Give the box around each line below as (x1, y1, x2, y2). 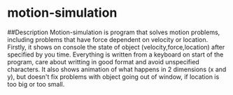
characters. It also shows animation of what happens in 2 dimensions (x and (7, 65, 227, 73)
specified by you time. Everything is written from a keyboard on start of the (7, 50, 224, 59)
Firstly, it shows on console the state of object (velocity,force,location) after (7, 43, 225, 51)
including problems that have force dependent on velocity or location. (7, 35, 209, 43)
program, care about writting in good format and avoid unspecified (7, 57, 199, 66)
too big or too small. (7, 80, 65, 88)
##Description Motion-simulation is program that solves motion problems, (7, 28, 220, 36)
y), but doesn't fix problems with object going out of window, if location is (7, 72, 220, 81)
